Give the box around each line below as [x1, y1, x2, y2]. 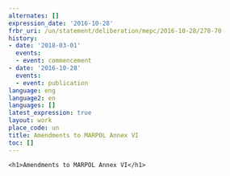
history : [8, 34, 38, 43]
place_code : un [8, 124, 60, 132]
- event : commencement [15, 57, 92, 65]
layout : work [8, 117, 52, 125]
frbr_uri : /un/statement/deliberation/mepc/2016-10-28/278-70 [8, 27, 222, 35]
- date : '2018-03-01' [8, 42, 82, 50]
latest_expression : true [8, 109, 92, 117]
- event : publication [15, 79, 89, 87]
